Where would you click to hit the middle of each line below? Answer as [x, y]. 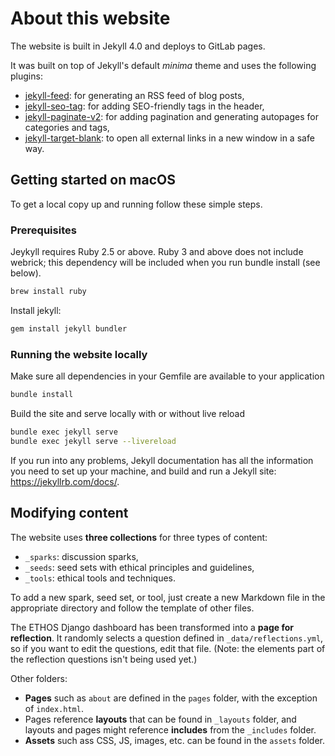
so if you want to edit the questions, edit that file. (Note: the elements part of [168, 648]
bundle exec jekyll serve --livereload [93, 441]
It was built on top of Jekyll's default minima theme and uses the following [163, 65]
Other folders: [39, 678]
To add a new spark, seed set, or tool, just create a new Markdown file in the [168, 597]
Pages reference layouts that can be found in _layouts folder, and [160, 719]
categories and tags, [67, 127]
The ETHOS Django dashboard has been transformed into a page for [152, 627]
